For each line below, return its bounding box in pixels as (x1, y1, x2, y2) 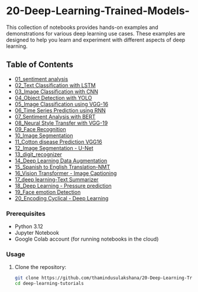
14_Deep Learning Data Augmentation (14, 157, 108, 164)
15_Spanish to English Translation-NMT (14, 163, 111, 170)
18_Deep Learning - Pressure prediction (14, 182, 112, 189)
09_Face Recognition (14, 125, 66, 132)
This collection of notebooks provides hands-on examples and (6, 24, 158, 31)
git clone (14, 275, 40, 281)
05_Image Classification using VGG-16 (14, 100, 108, 108)
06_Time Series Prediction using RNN (14, 106, 106, 113)
